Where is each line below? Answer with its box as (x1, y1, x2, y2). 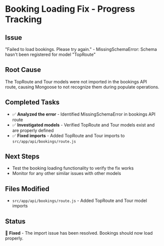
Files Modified (5, 185, 50, 193)
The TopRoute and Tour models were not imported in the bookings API (5, 78, 147, 84)
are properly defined (12, 127, 54, 133)
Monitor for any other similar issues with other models (12, 171, 121, 176)
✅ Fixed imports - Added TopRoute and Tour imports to (12, 132, 125, 138)
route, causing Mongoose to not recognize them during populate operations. (5, 84, 160, 90)
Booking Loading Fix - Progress (5, 3, 136, 15)
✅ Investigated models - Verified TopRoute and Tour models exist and (12, 122, 155, 128)
